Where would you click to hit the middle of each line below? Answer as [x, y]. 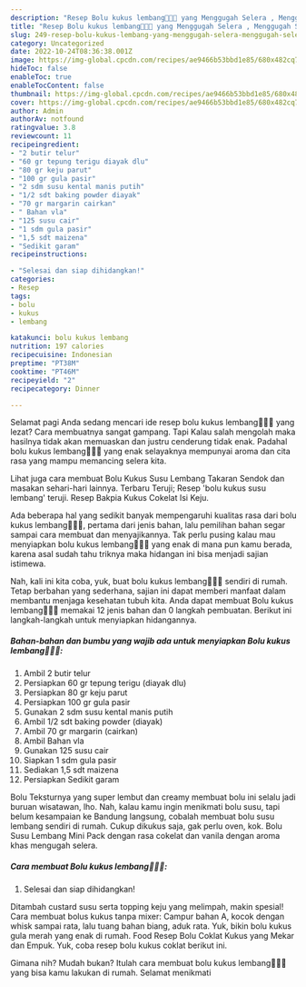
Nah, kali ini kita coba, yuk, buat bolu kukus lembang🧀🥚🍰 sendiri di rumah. [149, 582]
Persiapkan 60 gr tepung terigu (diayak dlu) [105, 683]
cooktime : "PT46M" [45, 372]
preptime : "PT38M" [45, 364]
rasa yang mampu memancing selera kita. [89, 461]
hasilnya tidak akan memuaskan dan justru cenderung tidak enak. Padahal [149, 442]
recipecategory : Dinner [55, 389]
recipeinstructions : [49, 254]
